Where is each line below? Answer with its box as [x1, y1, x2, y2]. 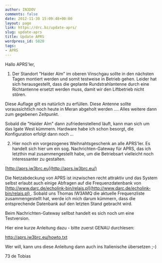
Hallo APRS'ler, [5, 61, 35, 67]
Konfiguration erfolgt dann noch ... [5, 131, 74, 137]
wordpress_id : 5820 [5, 39, 45, 44]
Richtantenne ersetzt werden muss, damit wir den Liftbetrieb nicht [12, 86, 145, 92]
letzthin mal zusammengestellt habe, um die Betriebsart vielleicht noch [12, 150, 154, 156]
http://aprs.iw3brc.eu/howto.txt [5, 234, 68, 240]
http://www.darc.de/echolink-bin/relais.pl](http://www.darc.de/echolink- [6, 185, 151, 191]
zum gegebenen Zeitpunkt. [5, 111, 59, 117]
